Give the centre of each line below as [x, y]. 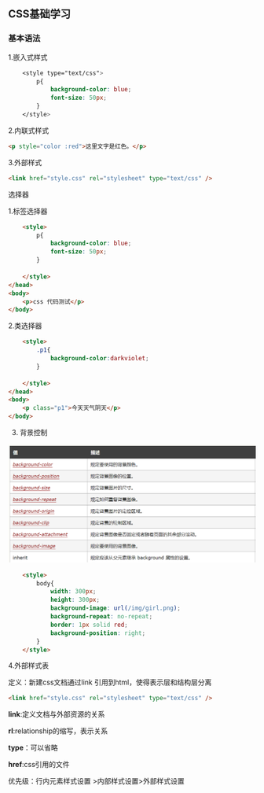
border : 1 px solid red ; [89, 625]
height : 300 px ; [75, 600]
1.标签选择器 [28, 211]
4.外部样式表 [29, 666]
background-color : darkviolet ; [99, 359]
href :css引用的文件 [39, 765]
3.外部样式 [25, 162]
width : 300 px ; [73, 592]
